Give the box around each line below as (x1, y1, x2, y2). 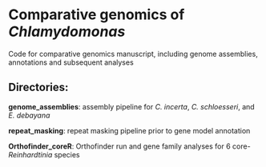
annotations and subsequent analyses (8, 58, 134, 67)
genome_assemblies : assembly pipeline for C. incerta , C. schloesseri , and (8, 101, 255, 111)
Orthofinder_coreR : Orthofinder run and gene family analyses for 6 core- (8, 141, 251, 151)
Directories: (8, 81, 69, 94)
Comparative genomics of (8, 6, 185, 24)
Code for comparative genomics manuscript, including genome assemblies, (8, 49, 258, 58)
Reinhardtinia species (8, 149, 80, 159)
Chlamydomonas (8, 22, 126, 41)
